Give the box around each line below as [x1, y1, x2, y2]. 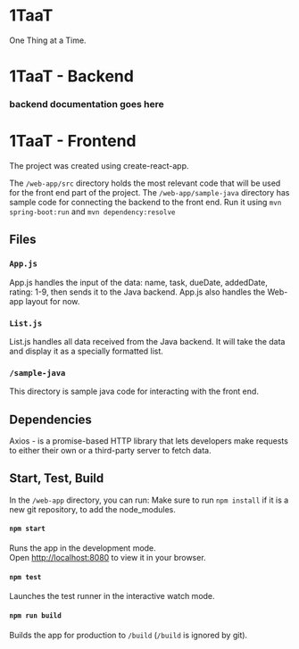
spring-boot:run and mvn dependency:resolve [9, 206, 176, 217]
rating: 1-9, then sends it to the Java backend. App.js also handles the [9, 287, 266, 297]
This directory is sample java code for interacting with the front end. [9, 386, 259, 397]
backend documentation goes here [9, 98, 165, 111]
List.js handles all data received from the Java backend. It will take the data [9, 336, 286, 346]
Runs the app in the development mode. [9, 543, 156, 553]
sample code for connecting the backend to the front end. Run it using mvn [9, 196, 282, 207]
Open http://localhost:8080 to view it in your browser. [9, 553, 207, 563]
